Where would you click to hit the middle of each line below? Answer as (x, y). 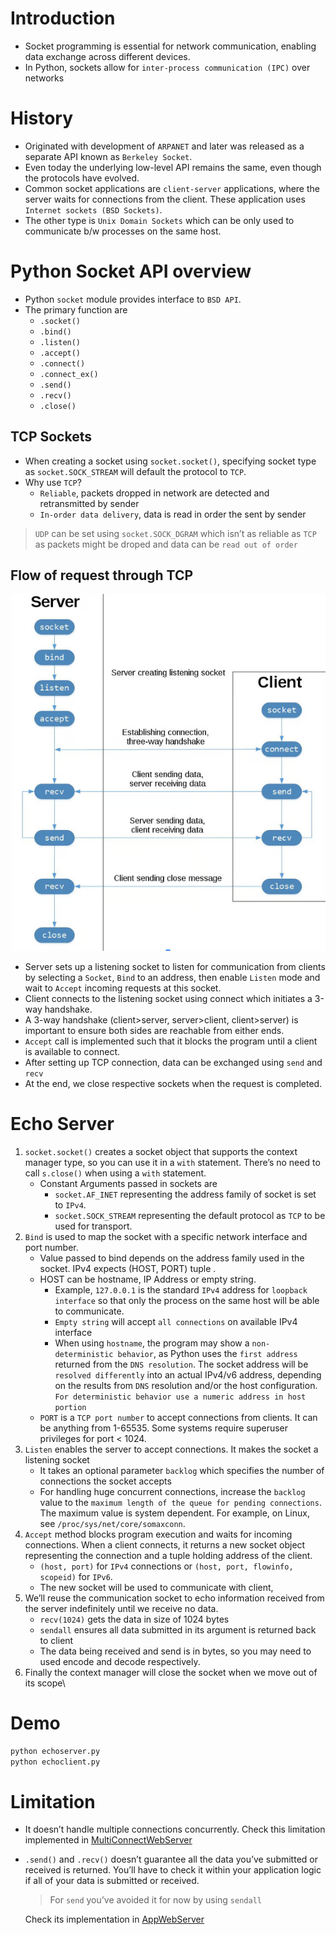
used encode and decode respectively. (120, 1661)
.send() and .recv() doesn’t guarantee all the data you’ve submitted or (171, 1859)
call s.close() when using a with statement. (115, 1173)
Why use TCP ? (53, 482)
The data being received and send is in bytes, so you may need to (175, 1651)
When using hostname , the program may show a (152, 1343)
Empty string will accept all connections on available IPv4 (176, 1321)
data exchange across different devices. (107, 56)
